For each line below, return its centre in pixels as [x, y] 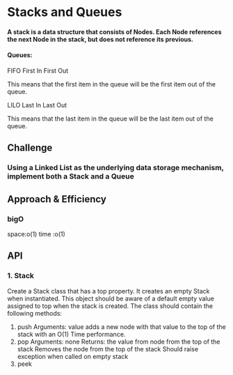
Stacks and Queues [65, 12]
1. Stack [21, 276]
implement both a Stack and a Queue [71, 176]
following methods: [35, 313]
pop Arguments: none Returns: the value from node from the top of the [119, 342]
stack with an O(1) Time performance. [71, 334]
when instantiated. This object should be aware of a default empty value [111, 298]
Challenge [30, 148]
